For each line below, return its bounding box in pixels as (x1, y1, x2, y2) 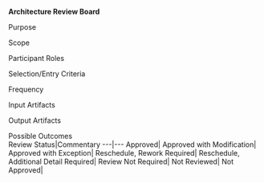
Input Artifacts (8, 100, 56, 109)
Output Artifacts (8, 116, 62, 125)
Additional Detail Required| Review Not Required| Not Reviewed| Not (8, 157, 234, 166)
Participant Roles (8, 54, 65, 63)
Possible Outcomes (8, 132, 73, 140)
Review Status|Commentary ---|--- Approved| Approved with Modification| (8, 140, 257, 149)
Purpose (8, 22, 37, 31)
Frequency (8, 84, 44, 94)
